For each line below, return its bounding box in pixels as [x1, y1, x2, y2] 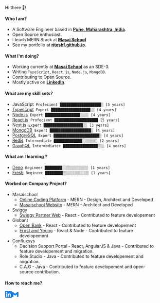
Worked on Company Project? [5, 181, 67, 186]
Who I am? [5, 16, 27, 21]
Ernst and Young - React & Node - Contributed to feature [19, 228, 134, 234]
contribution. [34, 269, 60, 275]
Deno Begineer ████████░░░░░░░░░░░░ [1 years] [12, 164, 110, 170]
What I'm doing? [5, 53, 39, 59]
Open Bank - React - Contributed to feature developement [19, 222, 136, 228]
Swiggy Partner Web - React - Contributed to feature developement [19, 212, 155, 218]
